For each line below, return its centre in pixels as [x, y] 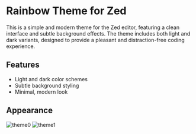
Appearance [30, 111]
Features [23, 65]
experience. [21, 46]
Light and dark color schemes [51, 79]
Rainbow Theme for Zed [66, 11]
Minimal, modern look [41, 92]
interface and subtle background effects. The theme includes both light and [98, 33]
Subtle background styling [47, 85]
